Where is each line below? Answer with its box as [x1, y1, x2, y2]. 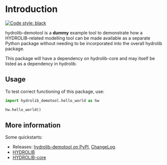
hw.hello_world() [5, 107, 41, 112]
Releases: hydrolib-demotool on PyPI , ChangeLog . [12, 144, 116, 150]
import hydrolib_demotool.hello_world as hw [5, 98, 99, 103]
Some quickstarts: [5, 134, 42, 140]
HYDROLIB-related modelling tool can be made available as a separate [5, 35, 151, 41]
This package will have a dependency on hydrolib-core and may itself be [5, 55, 155, 61]
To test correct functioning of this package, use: [5, 88, 104, 94]
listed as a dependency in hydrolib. [5, 60, 77, 66]
